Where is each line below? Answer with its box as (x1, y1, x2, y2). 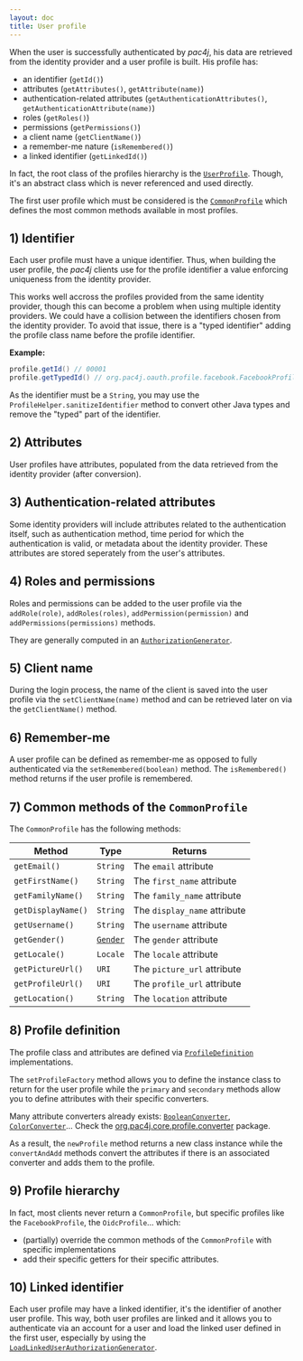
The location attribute (133, 991, 228, 1004)
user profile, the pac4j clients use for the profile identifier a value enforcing (9, 264, 289, 276)
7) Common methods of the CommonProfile (9, 799, 248, 814)
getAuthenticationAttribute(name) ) (22, 102, 155, 113)
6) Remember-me (9, 729, 111, 746)
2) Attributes (9, 435, 83, 450)
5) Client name (9, 661, 94, 676)
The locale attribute (133, 948, 219, 961)
